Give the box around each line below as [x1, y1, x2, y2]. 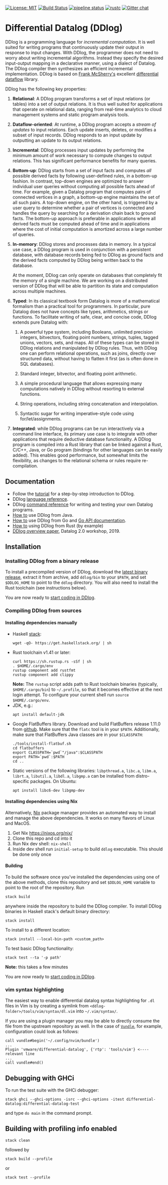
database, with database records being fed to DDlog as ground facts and [12, 251, 163, 258]
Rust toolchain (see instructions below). [5, 585, 87, 591]
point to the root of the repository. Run [5, 884, 84, 891]
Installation [5, 542, 41, 551]
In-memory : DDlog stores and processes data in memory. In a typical [12, 241, 156, 247]
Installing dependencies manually [5, 620, 78, 626]
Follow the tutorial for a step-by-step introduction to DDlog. [12, 491, 135, 497]
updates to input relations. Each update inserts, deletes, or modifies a [12, 126, 156, 132]
